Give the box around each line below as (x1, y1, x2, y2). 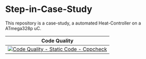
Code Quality (41, 37, 74, 44)
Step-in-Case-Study (5, 3, 93, 15)
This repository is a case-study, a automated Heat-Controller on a (5, 20, 141, 26)
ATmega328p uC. (5, 25, 42, 31)
